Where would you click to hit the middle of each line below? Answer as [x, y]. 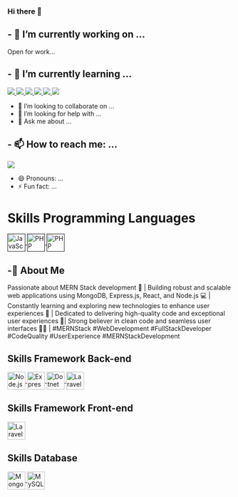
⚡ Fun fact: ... [37, 186]
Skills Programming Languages [102, 218]
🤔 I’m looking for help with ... [59, 113]
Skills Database [42, 458]
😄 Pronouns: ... [41, 178]
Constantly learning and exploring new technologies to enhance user [109, 306]
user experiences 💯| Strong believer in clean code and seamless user [109, 321]
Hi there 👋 [25, 11]
